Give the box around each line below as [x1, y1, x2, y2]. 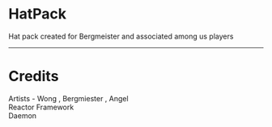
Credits [8, 68, 59, 85]
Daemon [8, 110, 37, 121]
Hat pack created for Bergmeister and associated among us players [8, 31, 234, 41]
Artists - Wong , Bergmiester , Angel [8, 93, 129, 103]
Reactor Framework [8, 102, 74, 112]
